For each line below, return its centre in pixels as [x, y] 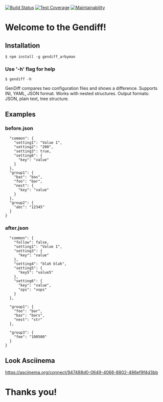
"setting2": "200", [34, 147]
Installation [23, 45]
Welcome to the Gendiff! [56, 27]
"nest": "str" [28, 320]
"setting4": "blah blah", [40, 264]
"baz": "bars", [29, 316]
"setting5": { [28, 268]
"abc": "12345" [29, 207]
